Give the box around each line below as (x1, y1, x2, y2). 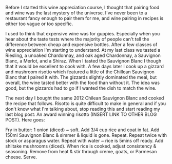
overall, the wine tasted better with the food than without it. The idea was (5, 79, 160, 86)
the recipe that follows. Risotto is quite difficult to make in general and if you (5, 100, 166, 107)
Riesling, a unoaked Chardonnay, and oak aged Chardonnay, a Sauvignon (5, 52, 161, 58)
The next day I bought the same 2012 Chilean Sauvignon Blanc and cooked (5, 95, 164, 101)
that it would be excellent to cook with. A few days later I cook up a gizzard (5, 64, 164, 69)
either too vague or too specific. (5, 20, 73, 27)
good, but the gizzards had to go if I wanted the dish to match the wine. (5, 85, 157, 91)
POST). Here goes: (5, 117, 45, 122)
